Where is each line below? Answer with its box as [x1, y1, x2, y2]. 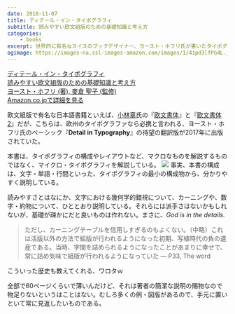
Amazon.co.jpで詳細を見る [7, 95, 84, 104]
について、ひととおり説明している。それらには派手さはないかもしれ [31, 201, 227, 210]
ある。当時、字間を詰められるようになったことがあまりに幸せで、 [36, 243, 227, 251]
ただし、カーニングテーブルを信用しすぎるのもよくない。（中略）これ [24, 225, 224, 233]
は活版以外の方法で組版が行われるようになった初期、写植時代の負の [24, 234, 221, 243]
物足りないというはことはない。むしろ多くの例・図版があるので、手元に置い [7, 290, 228, 299]
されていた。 [7, 137, 44, 145]
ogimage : [7, 50, 33, 57]
